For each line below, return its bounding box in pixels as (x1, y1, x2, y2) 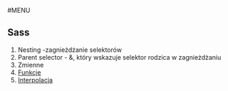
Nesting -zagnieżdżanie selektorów (17, 45, 123, 54)
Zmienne (17, 60, 44, 69)
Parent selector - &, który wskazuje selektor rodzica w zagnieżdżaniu (17, 53, 222, 61)
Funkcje (17, 68, 41, 77)
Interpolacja (17, 75, 53, 84)
